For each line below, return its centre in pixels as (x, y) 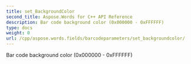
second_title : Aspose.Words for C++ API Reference (69, 17)
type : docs (19, 28)
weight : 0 (18, 33)
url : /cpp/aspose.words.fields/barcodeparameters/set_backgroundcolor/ (95, 38)
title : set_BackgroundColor (41, 11)
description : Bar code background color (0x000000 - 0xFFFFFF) (85, 22)
